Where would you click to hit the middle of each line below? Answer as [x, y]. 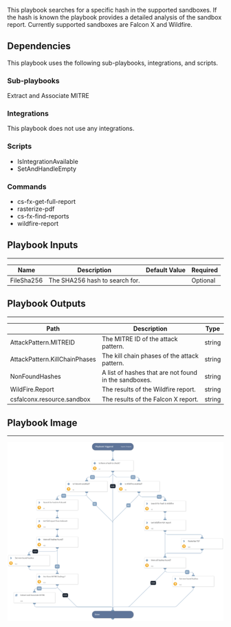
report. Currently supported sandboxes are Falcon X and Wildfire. [100, 24]
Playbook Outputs [46, 304]
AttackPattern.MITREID [43, 342]
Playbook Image [42, 423]
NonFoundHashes [35, 376]
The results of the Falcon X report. [150, 399]
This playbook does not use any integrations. [71, 129]
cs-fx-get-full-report [46, 202]
